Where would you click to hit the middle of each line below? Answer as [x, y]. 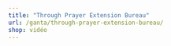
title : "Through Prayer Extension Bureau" [79, 15]
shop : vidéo [28, 30]
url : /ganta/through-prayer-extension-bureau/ [86, 23]
